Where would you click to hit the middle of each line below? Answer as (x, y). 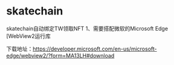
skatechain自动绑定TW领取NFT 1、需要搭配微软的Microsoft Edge (87, 28)
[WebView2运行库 (29, 36)
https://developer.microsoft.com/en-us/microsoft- (95, 49)
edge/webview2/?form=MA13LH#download (60, 55)
